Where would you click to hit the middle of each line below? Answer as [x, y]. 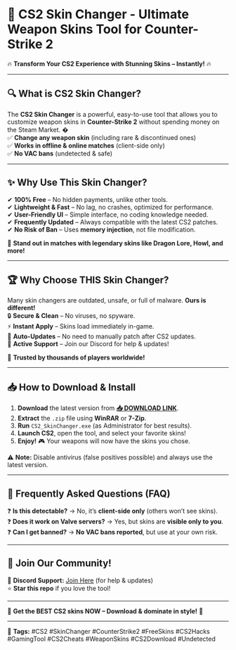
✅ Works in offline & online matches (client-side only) [86, 145]
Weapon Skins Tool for [74, 29]
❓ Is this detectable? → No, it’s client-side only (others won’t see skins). [112, 511]
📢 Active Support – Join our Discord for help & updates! [88, 344]
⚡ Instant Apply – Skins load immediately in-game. [81, 326]
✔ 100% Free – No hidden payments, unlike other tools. [88, 199]
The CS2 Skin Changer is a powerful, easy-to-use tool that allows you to [112, 114]
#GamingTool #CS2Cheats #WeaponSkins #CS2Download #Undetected [112, 639]
